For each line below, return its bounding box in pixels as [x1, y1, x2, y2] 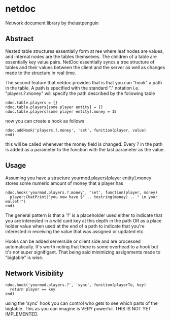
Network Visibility [5, 269, 64, 277]
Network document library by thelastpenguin [5, 20, 99, 26]
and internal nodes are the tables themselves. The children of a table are [5, 53, 157, 59]
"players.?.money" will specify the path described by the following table [5, 90, 155, 97]
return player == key [10, 287, 56, 292]
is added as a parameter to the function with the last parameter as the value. [5, 146, 165, 152]
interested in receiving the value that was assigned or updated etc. [5, 228, 145, 234]
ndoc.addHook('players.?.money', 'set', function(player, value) [5, 127, 146, 133]
